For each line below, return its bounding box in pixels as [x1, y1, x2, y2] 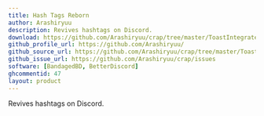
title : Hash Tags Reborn [8, 11, 90, 20]
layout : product [8, 77, 61, 85]
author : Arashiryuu [8, 19, 72, 27]
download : [8, 33, 41, 42]
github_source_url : [8, 48, 72, 56]
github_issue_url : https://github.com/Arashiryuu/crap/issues [8, 56, 216, 63]
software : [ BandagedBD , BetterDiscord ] [8, 63, 139, 71]
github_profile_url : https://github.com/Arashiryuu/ [8, 41, 185, 49]
